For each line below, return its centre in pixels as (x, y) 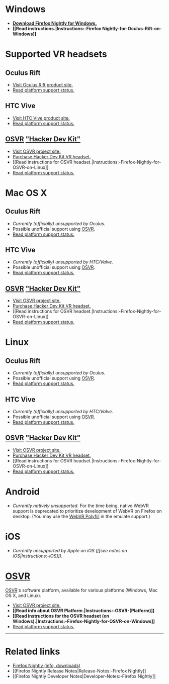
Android (23, 492)
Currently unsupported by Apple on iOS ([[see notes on (70, 550)
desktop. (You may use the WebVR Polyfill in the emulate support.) (81, 516)
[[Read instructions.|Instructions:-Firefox (57, 28)
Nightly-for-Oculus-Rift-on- (132, 28)
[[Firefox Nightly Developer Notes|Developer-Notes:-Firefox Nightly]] (84, 676)
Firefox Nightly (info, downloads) (46, 665)
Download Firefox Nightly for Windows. (55, 23)
